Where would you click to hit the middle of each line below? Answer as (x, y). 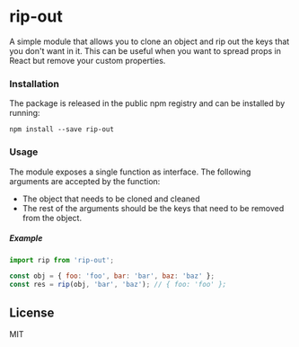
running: (25, 113)
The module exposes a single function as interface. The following (130, 172)
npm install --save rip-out (62, 129)
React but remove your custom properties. (88, 60)
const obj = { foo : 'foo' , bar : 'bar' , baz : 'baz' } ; (112, 276)
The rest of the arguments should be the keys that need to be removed (153, 208)
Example (26, 238)
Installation (35, 84)
